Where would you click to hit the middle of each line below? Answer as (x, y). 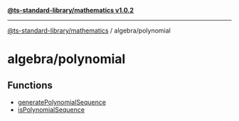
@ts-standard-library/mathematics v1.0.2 (70, 10)
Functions (30, 85)
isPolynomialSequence (51, 110)
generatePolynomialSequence (62, 102)
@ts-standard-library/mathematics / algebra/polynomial (89, 30)
